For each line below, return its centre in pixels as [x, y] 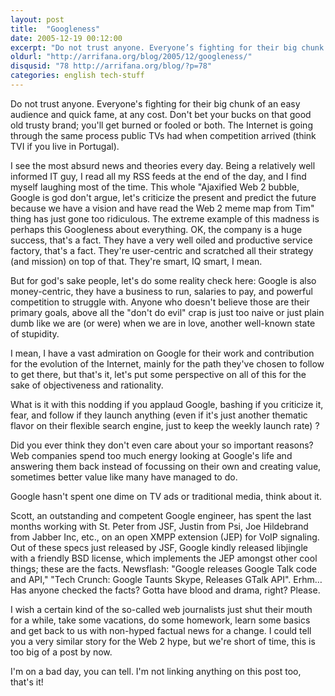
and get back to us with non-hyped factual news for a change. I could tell [161, 630]
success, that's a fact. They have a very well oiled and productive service [161, 240]
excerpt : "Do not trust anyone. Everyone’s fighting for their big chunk [167, 47]
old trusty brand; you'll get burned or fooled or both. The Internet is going [161, 125]
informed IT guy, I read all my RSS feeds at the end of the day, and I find [158, 176]
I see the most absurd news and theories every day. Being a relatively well [163, 165]
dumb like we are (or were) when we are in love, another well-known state [163, 323]
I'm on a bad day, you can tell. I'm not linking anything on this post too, [156, 671]
